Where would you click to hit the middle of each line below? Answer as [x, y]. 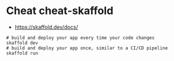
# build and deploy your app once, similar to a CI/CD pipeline [87, 48]
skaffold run [22, 53]
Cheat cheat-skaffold [60, 11]
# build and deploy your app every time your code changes [80, 38]
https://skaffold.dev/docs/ [46, 27]
